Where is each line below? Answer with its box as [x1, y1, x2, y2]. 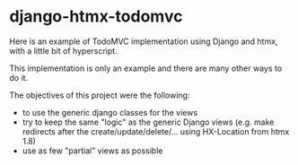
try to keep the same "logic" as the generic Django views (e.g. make [22, 117, 275, 127]
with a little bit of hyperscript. [9, 45, 118, 56]
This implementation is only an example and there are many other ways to [9, 63, 283, 74]
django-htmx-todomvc [9, 6, 183, 27]
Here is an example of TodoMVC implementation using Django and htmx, [9, 36, 278, 47]
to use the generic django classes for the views [22, 107, 198, 117]
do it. [9, 72, 29, 82]
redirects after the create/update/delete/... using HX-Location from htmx [22, 126, 290, 136]
